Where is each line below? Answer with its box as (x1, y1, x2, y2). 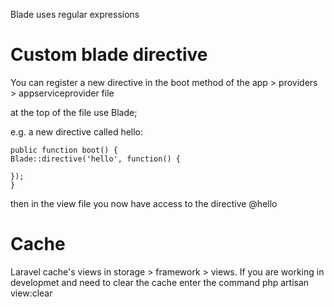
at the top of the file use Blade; (10, 106, 138, 118)
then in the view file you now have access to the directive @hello (10, 197, 278, 209)
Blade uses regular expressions (10, 9, 140, 20)
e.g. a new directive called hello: (10, 125, 144, 138)
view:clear (10, 287, 53, 299)
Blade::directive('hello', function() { (10, 154, 182, 164)
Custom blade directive (10, 44, 208, 66)
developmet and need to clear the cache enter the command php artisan (10, 276, 310, 288)
